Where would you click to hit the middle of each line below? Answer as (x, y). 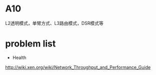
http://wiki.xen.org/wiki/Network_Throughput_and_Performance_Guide (78, 67)
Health (19, 57)
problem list (31, 44)
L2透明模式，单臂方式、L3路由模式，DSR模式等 (54, 23)
